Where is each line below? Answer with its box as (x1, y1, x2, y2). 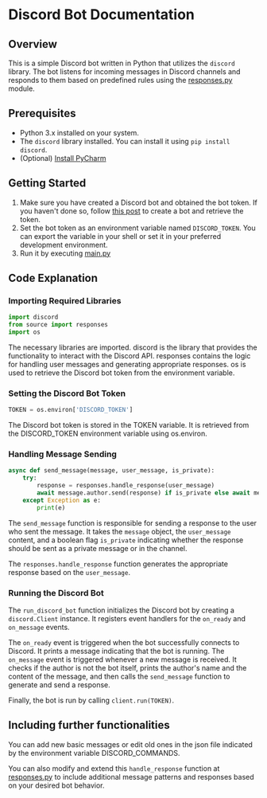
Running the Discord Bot (8, 587, 105, 598)
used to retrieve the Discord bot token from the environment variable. (8, 368, 235, 377)
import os (8, 328, 41, 336)
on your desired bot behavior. (8, 780, 105, 790)
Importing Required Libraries (8, 295, 122, 306)
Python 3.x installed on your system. (19, 127, 139, 137)
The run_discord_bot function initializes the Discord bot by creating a (8, 605, 234, 615)
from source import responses (8, 321, 109, 329)
